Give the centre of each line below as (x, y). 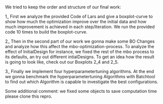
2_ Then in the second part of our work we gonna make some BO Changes (80, 41)
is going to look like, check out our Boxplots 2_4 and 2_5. (62, 62)
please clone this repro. (29, 96)
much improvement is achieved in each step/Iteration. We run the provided (80, 27)
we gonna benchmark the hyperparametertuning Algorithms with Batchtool (80, 77)
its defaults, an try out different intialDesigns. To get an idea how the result (80, 57)
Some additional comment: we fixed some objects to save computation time (81, 91)
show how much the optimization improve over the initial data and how (76, 22)
